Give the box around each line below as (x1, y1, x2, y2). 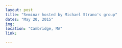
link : (5, 31, 17, 36)
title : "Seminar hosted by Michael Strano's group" (5, 12, 117, 17)
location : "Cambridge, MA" (5, 26, 63, 31)
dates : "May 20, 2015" (5, 17, 54, 22)
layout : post (5, 7, 33, 13)
